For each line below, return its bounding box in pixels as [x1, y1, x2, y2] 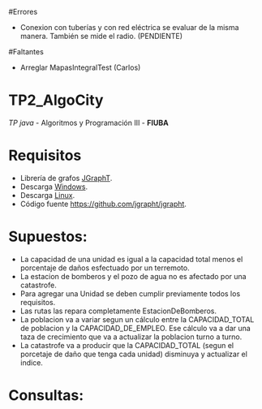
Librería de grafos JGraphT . [19, 173, 113, 183]
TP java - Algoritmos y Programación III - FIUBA [8, 118, 169, 127]
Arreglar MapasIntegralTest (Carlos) [19, 62, 141, 72]
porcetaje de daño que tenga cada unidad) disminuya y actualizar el [19, 349, 247, 359]
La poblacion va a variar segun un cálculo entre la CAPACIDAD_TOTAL [19, 314, 255, 324]
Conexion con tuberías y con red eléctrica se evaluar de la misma [19, 23, 239, 32]
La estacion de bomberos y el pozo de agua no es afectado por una [19, 271, 247, 281]
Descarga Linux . [19, 190, 75, 200]
